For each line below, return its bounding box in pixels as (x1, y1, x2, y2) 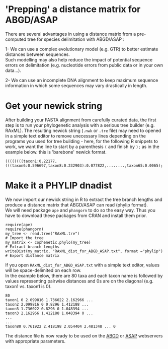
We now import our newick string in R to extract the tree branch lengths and (5, 196, 162, 202)
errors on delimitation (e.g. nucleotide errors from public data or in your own (5, 62, 163, 68)
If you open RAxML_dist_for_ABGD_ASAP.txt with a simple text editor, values (5, 262, 160, 268)
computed (5, 36, 27, 42)
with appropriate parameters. (5, 338, 66, 344)
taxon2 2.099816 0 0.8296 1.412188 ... (5, 302, 89, 307)
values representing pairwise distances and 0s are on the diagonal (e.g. (5, 278, 154, 284)
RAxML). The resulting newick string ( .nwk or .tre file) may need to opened (5, 127, 161, 133)
